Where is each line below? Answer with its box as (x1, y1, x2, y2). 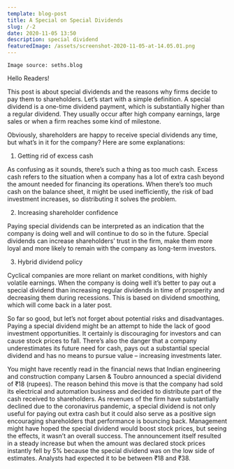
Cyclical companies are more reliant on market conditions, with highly (7, 271, 208, 279)
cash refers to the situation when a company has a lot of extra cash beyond (7, 172, 225, 181)
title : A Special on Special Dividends (7, 17, 124, 24)
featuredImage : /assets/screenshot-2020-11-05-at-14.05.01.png (7, 43, 196, 50)
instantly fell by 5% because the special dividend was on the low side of (7, 447, 215, 454)
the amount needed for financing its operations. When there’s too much (7, 180, 213, 188)
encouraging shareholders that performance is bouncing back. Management (7, 417, 228, 425)
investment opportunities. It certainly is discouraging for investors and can (7, 329, 221, 337)
